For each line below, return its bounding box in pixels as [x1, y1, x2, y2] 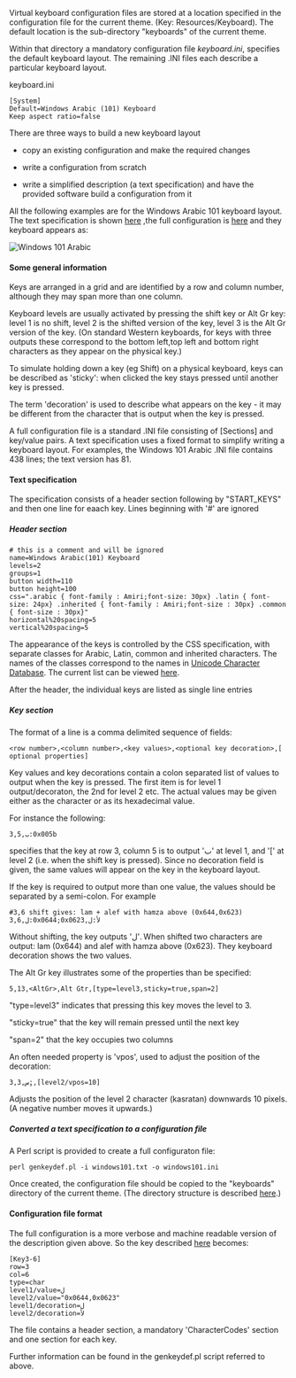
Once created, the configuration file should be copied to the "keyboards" [9, 1179, 276, 1189]
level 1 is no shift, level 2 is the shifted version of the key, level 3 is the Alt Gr [9, 318, 286, 329]
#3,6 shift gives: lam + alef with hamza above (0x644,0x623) [9, 908, 243, 917]
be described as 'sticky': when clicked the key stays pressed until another [9, 372, 279, 384]
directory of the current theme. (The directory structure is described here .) [9, 1187, 281, 1199]
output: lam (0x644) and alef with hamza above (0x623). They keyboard [9, 941, 272, 952]
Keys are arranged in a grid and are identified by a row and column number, [9, 282, 285, 292]
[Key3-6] [9, 1254, 42, 1264]
